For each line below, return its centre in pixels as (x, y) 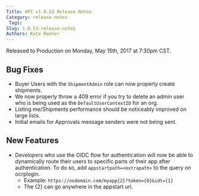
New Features (32, 141)
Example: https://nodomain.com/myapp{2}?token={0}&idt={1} (99, 180)
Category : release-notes (37, 17)
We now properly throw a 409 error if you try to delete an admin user (99, 97)
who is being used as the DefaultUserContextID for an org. (86, 102)
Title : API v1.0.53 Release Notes (49, 12)
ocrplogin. (27, 174)
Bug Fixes (25, 69)
